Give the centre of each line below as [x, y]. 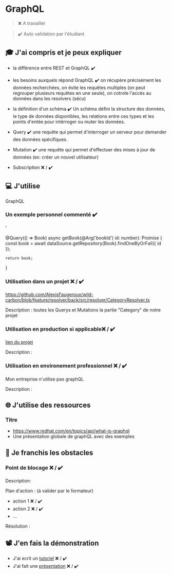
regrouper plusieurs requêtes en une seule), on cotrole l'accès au [82, 93]
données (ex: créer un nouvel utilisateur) [55, 157]
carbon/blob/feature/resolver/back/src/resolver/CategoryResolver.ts [78, 300]
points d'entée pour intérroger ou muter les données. [69, 121]
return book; [19, 258]
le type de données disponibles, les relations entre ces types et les [83, 116]
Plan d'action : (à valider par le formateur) [50, 491]
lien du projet [19, 342]
